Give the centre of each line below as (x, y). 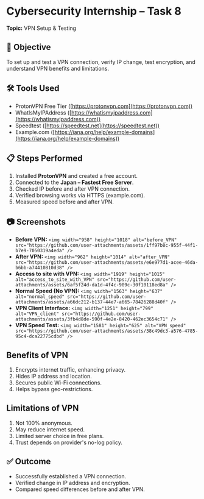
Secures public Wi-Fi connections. (58, 383)
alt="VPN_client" (37, 314)
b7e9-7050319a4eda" (40, 251)
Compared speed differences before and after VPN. (80, 489)
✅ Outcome (29, 462)
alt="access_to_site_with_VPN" (55, 280)
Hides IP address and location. (54, 376)
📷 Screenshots (36, 221)
